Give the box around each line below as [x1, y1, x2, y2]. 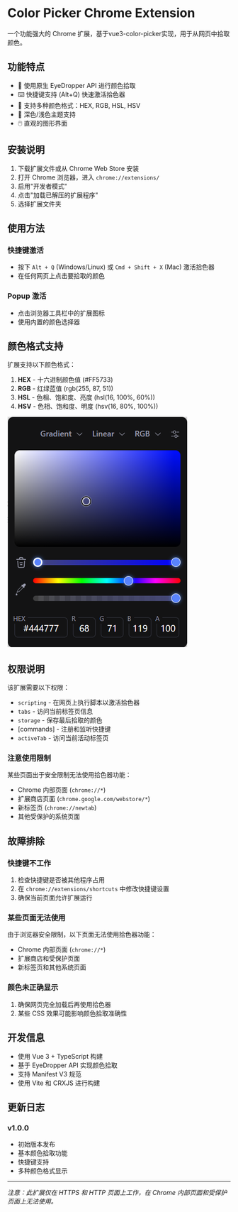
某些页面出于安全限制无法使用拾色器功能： [7, 771, 132, 779]
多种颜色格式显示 [17, 1167, 68, 1175]
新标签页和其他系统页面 [17, 963, 86, 971]
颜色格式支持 [7, 340, 64, 352]
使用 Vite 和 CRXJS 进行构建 [17, 1079, 101, 1087]
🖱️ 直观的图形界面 [17, 119, 68, 127]
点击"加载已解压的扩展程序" [17, 190, 98, 199]
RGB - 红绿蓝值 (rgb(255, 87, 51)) [17, 385, 114, 393]
